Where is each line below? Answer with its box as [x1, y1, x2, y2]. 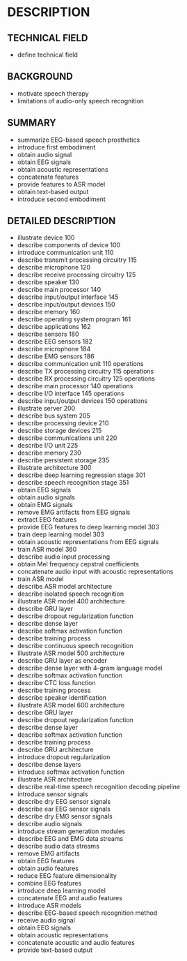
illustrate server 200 [17, 404, 76, 413]
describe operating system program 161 [17, 315, 131, 323]
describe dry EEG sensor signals [17, 798, 111, 806]
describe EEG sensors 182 [17, 337, 92, 346]
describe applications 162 [17, 323, 92, 331]
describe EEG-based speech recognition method [17, 909, 158, 917]
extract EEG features [17, 515, 77, 524]
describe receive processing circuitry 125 [17, 270, 136, 279]
